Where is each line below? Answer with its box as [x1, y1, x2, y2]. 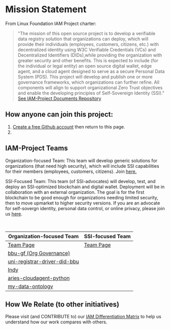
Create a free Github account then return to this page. [12, 123, 125, 130]
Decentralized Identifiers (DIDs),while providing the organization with [17, 52, 162, 58]
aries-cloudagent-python [8, 274, 70, 282]
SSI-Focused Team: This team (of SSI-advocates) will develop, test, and [5, 178, 156, 184]
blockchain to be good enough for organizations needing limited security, [5, 194, 158, 200]
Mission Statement [5, 4, 87, 15]
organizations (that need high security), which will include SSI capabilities [5, 163, 159, 169]
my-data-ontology [8, 283, 53, 290]
